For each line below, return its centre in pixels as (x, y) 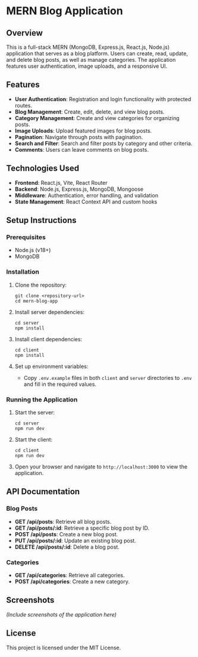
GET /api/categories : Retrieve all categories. (70, 575)
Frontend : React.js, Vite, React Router (61, 183)
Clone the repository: (41, 285)
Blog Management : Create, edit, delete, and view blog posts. (89, 112)
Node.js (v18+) (33, 250)
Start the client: (34, 439)
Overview (25, 33)
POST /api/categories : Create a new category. (72, 581)
